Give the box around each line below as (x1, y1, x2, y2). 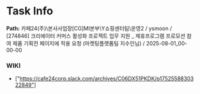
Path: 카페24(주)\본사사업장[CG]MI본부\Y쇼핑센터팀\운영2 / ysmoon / (6, 25, 172, 32)
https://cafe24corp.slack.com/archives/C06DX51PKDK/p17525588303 (19, 75, 194, 82)
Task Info (6, 4, 53, 18)
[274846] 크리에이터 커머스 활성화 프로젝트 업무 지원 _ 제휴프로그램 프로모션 (6, 32, 186, 40)
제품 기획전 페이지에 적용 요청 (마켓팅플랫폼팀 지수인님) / (12, 40, 145, 47)
